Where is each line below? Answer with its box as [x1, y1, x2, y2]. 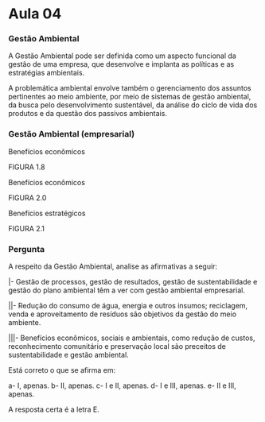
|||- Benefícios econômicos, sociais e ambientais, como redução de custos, [8, 333, 256, 343]
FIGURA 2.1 [8, 223, 45, 233]
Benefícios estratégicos [8, 208, 86, 218]
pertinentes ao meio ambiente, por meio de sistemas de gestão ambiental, [8, 92, 251, 102]
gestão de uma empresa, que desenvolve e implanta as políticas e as [8, 60, 235, 69]
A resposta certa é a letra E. [8, 405, 99, 414]
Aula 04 [8, 5, 62, 23]
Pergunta [8, 243, 45, 254]
